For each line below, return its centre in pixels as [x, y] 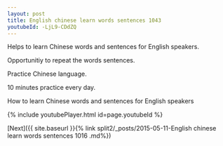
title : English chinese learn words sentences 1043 [84, 20]
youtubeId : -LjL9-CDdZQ [42, 27]
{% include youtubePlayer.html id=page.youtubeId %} [85, 115]
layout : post [26, 14]
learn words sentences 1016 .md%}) [59, 136]
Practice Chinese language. [47, 74]
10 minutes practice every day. [52, 88]
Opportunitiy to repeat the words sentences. [71, 60]
